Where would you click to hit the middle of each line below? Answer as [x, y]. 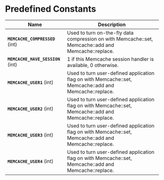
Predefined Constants [51, 9]
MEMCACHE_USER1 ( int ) [31, 82]
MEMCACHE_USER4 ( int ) [31, 161]
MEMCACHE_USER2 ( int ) [31, 109]
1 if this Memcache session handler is [111, 59]
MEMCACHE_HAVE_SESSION [34, 59]
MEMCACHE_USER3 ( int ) [31, 135]
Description [112, 24]
